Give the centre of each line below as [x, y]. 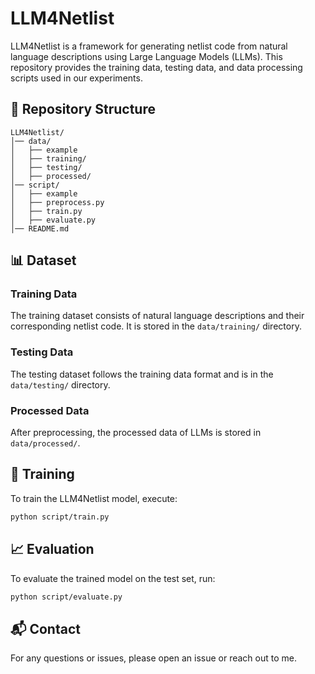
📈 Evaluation [52, 549]
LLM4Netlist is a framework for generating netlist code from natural [149, 46]
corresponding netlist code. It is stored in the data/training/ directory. [156, 326]
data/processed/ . [45, 443]
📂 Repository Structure [83, 109]
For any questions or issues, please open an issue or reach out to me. [153, 658]
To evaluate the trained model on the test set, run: [113, 578]
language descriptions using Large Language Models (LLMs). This [146, 56]
